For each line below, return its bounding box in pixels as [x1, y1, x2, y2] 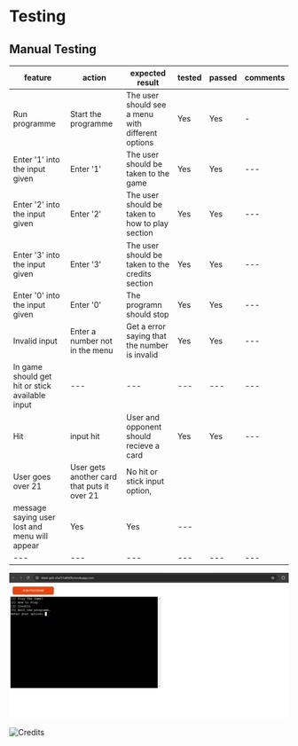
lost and [12, 522, 43, 531]
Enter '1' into [12, 153, 60, 165]
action [82, 73, 106, 82]
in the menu [69, 344, 114, 356]
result [137, 77, 160, 88]
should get [12, 371, 52, 382]
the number [126, 340, 169, 350]
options [126, 137, 154, 147]
